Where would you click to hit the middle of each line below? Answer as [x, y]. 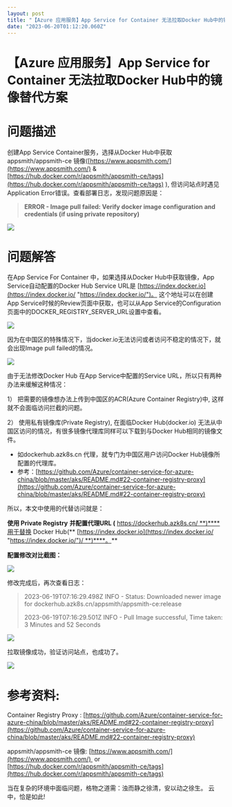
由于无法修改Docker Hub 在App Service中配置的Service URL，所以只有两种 [115, 376]
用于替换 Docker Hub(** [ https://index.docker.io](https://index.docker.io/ [110, 532]
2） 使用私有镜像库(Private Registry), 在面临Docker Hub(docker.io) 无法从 [112, 423]
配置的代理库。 [38, 463]
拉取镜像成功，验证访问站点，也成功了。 [65, 652]
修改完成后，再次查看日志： [47, 583]
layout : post [26, 13]
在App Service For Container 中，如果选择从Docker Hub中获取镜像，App [111, 277]
